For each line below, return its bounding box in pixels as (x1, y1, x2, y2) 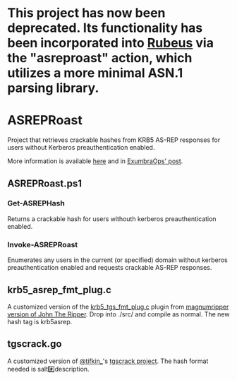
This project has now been (7, 5, 166, 21)
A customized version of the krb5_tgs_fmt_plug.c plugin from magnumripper (7, 302, 229, 311)
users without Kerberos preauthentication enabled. (7, 143, 155, 152)
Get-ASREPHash (7, 198, 65, 208)
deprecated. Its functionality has (7, 20, 203, 36)
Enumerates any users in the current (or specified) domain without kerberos (7, 256, 228, 264)
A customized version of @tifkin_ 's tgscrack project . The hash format (7, 357, 209, 365)
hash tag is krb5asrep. (7, 317, 73, 326)
